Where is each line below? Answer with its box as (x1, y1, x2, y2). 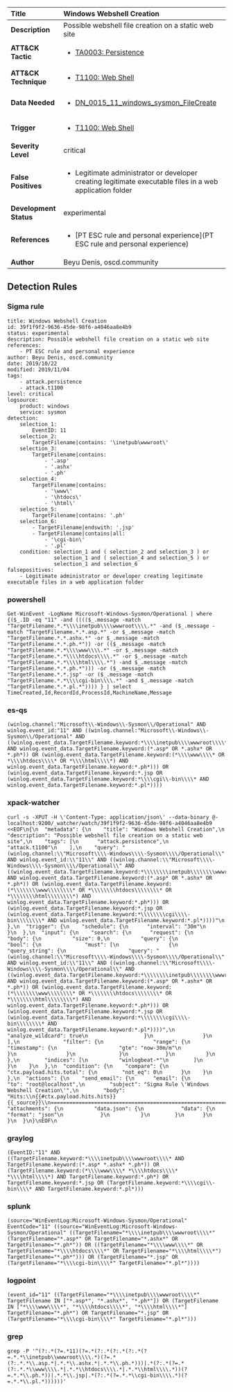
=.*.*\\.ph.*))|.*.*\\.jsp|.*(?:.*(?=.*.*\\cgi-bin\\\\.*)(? (7, 1372, 188, 1379)
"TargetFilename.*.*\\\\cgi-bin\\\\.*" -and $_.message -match (7, 677, 194, 684)
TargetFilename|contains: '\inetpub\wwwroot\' (32, 439, 169, 446)
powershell (7, 595, 46, 604)
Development (10, 204, 56, 213)
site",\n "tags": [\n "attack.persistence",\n (7, 838, 169, 845)
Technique (10, 77, 47, 86)
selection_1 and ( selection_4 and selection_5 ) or (53, 554, 209, 561)
